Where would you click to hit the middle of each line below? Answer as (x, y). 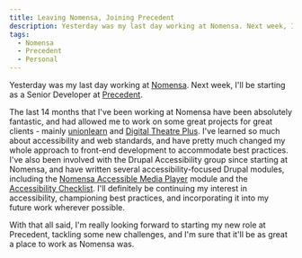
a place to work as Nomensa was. (72, 244)
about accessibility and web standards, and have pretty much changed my (147, 141)
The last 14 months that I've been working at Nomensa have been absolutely (151, 112)
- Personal (38, 59)
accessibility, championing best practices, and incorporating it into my (139, 198)
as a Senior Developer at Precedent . (76, 94)
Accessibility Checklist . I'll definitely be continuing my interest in (128, 188)
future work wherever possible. (67, 207)
